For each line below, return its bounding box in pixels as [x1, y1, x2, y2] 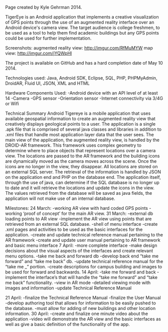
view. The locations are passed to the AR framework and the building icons [5, 153, 160, 159]
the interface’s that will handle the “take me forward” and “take [28, 274, 158, 280]
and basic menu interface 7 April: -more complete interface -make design [5, 242, 157, 248]
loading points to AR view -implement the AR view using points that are [5, 216, 152, 222]
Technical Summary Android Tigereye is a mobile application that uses [5, 110, 151, 116]
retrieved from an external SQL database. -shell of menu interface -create [5, 221, 158, 227]
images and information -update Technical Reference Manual [5, 285, 132, 291]
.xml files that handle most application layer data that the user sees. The [5, 132, 154, 137]
